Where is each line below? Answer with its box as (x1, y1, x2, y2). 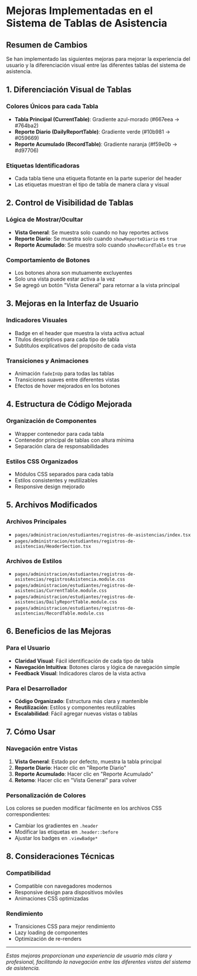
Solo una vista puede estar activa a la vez (14, 275, 116, 282)
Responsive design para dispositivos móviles (14, 889, 123, 896)
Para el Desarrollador (6, 684, 67, 692)
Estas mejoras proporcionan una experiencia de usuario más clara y (6, 952, 172, 959)
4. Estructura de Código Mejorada (6, 400, 132, 409)
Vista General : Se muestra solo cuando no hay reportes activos (14, 228, 169, 236)
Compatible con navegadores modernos (14, 882, 113, 889)
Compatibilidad (6, 869, 51, 877)
